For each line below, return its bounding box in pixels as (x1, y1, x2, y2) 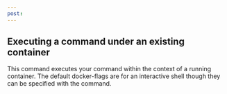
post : (7, 10, 23, 17)
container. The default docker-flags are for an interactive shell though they (7, 72, 221, 80)
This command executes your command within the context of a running (7, 65, 212, 73)
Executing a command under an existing (7, 36, 185, 48)
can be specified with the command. (7, 79, 112, 88)
